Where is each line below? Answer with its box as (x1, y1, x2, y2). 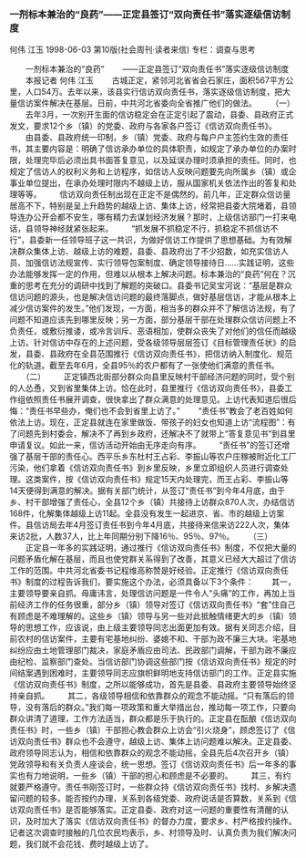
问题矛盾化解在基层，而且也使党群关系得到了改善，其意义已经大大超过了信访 (9, 553, 297, 564)
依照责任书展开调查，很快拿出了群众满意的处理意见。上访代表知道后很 (25, 394, 289, 405)
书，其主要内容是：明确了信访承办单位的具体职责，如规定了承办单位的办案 (9, 143, 289, 154)
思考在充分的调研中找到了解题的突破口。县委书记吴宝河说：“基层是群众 (25, 280, 293, 291)
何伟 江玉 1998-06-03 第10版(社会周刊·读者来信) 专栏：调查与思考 (9, 44, 257, 56)
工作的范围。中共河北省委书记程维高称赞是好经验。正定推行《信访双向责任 (9, 565, 289, 576)
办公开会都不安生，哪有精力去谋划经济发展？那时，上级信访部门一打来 (25, 212, 289, 222)
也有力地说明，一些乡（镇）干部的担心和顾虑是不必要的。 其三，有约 (16, 770, 291, 781)
